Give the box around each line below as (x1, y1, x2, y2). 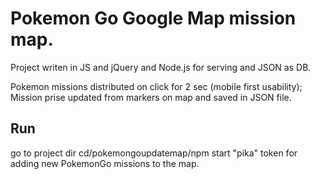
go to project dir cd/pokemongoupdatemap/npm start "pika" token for (10, 147, 298, 159)
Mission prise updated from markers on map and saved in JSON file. (10, 91, 292, 103)
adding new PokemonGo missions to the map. (10, 157, 200, 169)
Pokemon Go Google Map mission (10, 7, 297, 30)
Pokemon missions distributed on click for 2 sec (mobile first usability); (10, 80, 303, 92)
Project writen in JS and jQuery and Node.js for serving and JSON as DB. (10, 61, 312, 73)
